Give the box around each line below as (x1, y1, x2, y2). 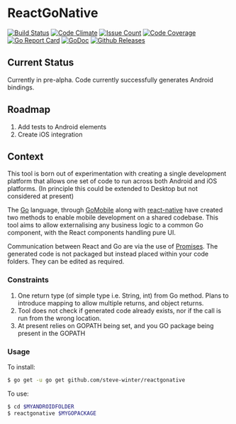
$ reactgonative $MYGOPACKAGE (7, 410, 97, 417)
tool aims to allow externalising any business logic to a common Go (7, 221, 203, 229)
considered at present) (7, 192, 74, 200)
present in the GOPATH (17, 329, 86, 337)
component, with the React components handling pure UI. (7, 229, 176, 237)
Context (7, 151, 44, 163)
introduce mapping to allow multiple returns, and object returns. (17, 298, 204, 307)
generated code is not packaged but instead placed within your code (7, 250, 209, 259)
